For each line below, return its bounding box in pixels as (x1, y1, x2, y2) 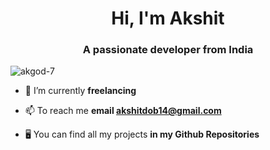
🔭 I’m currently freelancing (24, 85, 137, 97)
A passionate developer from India (82, 43, 254, 57)
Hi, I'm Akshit (111, 7, 225, 30)
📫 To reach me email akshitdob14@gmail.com (24, 105, 222, 117)
